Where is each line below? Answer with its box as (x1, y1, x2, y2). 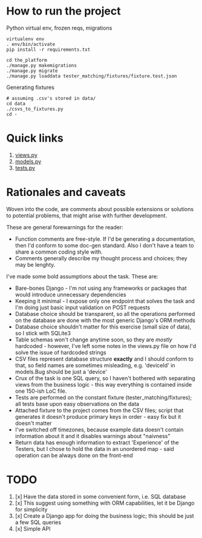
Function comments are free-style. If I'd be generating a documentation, (15, 235, 195, 243)
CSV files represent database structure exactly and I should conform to (15, 355, 194, 362)
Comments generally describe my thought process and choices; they (15, 254, 187, 261)
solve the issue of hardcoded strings (15, 349, 107, 356)
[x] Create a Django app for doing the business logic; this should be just (15, 512, 195, 519)
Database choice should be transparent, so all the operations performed (15, 310, 195, 317)
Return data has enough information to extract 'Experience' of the (15, 439, 180, 446)
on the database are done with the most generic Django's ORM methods (15, 317, 195, 324)
